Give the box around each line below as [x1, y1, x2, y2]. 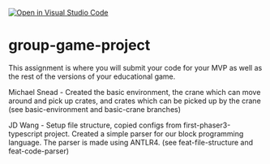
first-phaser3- [183, 120, 231, 130]
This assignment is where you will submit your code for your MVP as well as [8, 63, 263, 72]
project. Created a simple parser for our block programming [44, 128, 244, 138]
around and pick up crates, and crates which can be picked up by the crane [8, 96, 261, 106]
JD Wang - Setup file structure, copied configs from [8, 120, 182, 130]
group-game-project [8, 37, 151, 54]
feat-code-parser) [8, 146, 70, 156]
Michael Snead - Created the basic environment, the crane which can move [8, 87, 261, 97]
